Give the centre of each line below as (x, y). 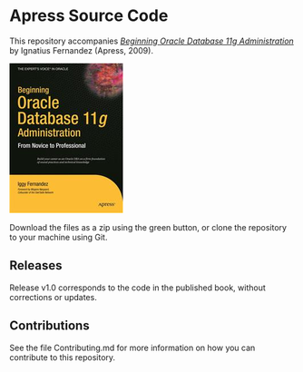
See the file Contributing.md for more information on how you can (132, 348)
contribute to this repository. (63, 357)
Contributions (49, 326)
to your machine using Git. (59, 237)
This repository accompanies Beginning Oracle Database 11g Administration (152, 41)
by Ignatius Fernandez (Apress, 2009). (82, 50)
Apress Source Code (89, 16)
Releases (36, 265)
